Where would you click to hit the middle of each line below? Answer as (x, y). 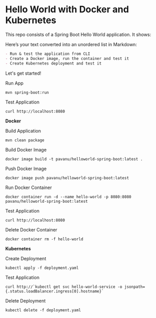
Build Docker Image (26, 150)
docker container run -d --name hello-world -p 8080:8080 (68, 197)
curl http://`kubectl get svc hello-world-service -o (64, 287)
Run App (15, 83)
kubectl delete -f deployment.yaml (43, 310)
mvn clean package (25, 140)
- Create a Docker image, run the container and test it (67, 58)
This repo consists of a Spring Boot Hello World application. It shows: (78, 34)
